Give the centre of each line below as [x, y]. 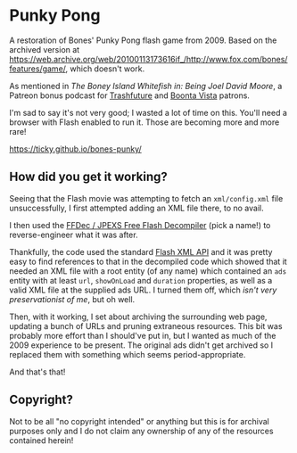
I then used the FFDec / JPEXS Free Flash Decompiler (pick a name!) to [140, 225]
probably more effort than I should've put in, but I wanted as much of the [143, 335]
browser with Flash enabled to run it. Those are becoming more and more [144, 122]
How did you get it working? [88, 177]
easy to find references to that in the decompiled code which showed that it [148, 261]
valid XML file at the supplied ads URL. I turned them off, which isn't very [143, 290]
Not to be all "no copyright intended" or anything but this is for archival [139, 421]
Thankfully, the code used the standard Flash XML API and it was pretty [141, 251]
